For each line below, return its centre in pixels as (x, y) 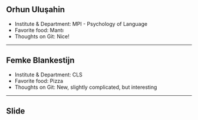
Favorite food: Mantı (39, 30)
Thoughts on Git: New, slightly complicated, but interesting (86, 87)
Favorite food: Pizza (39, 81)
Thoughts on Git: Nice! (42, 36)
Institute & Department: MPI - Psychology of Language (81, 24)
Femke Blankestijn (40, 60)
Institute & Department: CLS (48, 74)
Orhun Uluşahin (36, 10)
